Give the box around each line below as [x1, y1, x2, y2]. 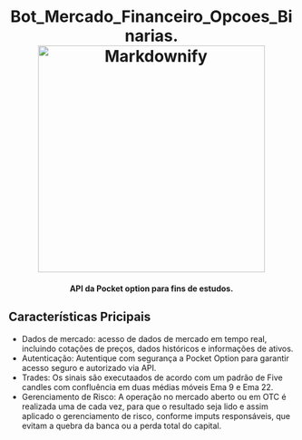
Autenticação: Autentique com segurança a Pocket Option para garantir [21, 352, 289, 364]
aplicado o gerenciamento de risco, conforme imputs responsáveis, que [21, 410, 291, 421]
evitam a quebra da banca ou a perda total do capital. [21, 420, 222, 431]
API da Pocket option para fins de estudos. [69, 283, 234, 294]
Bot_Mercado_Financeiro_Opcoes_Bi [10, 6, 293, 27]
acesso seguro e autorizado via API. [21, 362, 157, 373]
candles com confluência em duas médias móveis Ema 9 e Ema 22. [21, 381, 274, 392]
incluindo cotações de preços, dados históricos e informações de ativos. [21, 343, 294, 354]
